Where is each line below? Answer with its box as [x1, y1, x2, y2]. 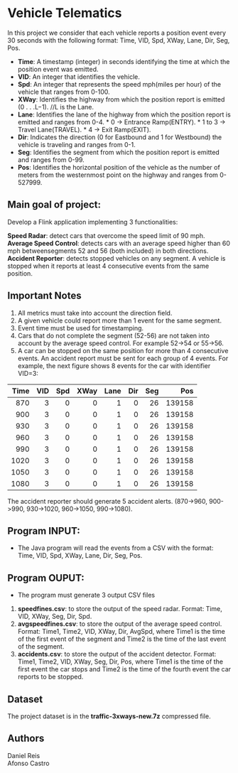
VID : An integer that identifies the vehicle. [17, 72, 140, 81]
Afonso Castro [7, 759, 50, 767]
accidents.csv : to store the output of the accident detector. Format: [17, 650, 217, 659]
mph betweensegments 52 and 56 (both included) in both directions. [7, 247, 209, 255]
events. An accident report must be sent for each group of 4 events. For [17, 354, 229, 362]
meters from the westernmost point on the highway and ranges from [17, 171, 219, 179]
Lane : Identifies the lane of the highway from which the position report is [17, 110, 231, 119]
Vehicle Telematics [7, 5, 122, 21]
